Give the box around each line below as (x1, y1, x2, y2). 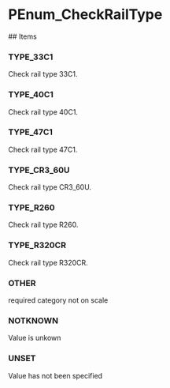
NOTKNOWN (8, 315, 59, 326)
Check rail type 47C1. (8, 145, 78, 154)
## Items (8, 32, 37, 41)
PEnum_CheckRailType (8, 6, 163, 24)
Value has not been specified (8, 371, 103, 380)
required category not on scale (8, 296, 109, 305)
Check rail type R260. (8, 220, 79, 230)
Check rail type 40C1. (8, 107, 79, 116)
